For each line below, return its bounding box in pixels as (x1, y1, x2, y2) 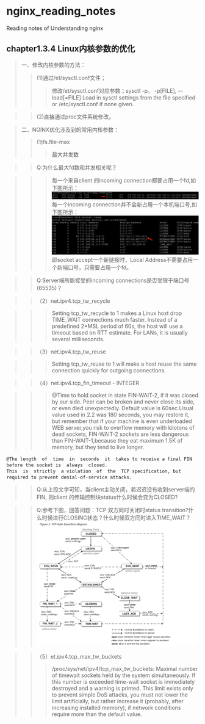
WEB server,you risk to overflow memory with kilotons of (51, 424, 195, 431)
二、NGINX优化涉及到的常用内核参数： (21, 126, 119, 133)
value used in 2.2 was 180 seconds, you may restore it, (51, 411, 190, 418)
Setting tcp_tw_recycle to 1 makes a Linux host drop (51, 310, 182, 317)
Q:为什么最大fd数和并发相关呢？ (36, 164, 117, 171)
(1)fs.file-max (36, 138, 70, 145)
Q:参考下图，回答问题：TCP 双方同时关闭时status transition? (36, 506, 189, 513)
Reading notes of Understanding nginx (6, 24, 104, 32)
